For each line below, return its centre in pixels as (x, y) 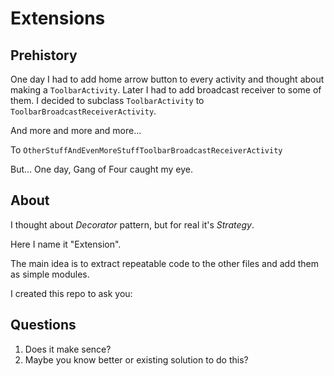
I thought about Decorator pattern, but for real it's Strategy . (132, 224)
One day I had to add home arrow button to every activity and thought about (167, 79)
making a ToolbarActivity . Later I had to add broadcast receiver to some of (166, 90)
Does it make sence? (68, 349)
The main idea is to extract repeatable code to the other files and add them (164, 263)
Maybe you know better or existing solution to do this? (136, 359)
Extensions (58, 18)
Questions (43, 325)
